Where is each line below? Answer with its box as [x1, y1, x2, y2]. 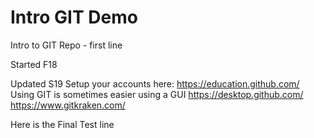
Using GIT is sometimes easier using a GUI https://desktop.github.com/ [10, 88, 304, 100]
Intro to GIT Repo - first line [10, 39, 123, 51]
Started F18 [10, 58, 58, 70]
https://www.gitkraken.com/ [10, 99, 126, 111]
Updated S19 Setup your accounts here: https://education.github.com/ [10, 77, 300, 90]
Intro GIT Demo [10, 6, 138, 29]
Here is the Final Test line [10, 118, 115, 130]
